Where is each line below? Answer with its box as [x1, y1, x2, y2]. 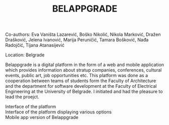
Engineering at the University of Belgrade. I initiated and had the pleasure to [5, 89, 163, 95]
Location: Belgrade [5, 52, 45, 58]
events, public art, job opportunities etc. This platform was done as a [5, 73, 148, 79]
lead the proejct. [5, 94, 39, 100]
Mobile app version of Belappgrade [5, 114, 79, 120]
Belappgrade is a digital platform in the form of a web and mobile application [5, 61, 164, 68]
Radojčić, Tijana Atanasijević [5, 42, 65, 48]
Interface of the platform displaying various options [5, 109, 112, 115]
